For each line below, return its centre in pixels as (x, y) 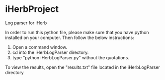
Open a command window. (40, 47)
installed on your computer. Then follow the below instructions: (70, 38)
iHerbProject (32, 9)
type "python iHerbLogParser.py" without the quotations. (71, 57)
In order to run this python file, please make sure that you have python (77, 32)
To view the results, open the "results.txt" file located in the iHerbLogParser (83, 67)
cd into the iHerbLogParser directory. (50, 52)
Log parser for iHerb (26, 23)
